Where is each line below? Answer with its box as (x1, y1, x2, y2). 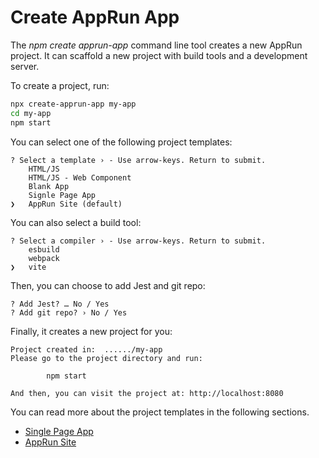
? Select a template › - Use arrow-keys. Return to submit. (10, 155, 267, 165)
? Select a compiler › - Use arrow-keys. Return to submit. (10, 236, 267, 246)
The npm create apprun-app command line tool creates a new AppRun (10, 39, 303, 51)
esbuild (28, 244, 60, 255)
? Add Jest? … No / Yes (10, 299, 110, 309)
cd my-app (10, 108, 52, 118)
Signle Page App (28, 190, 97, 200)
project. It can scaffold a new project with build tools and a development (10, 49, 308, 61)
